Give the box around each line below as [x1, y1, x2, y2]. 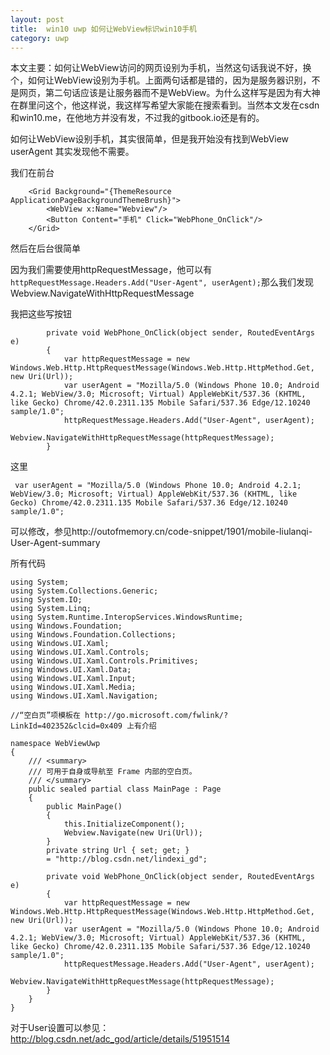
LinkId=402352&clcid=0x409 [10, 721, 123, 731]
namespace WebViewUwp [10, 739, 101, 749]
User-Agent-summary [10, 537, 101, 549]
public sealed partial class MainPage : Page [28, 784, 222, 795]
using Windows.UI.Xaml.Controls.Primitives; [10, 656, 199, 666]
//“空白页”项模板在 [10, 711, 81, 721]
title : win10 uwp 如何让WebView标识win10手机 [10, 24, 198, 34]
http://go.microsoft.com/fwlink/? [84, 711, 229, 721]
